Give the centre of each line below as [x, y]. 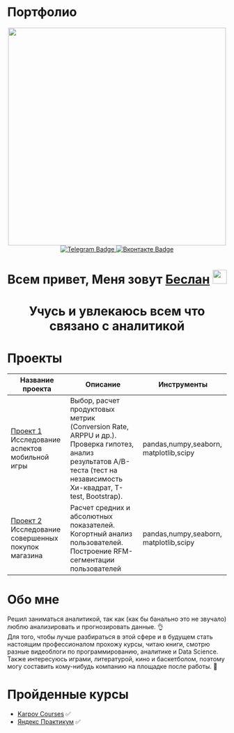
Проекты [35, 358]
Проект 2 [26, 521]
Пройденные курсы [68, 695]
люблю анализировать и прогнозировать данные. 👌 [85, 627]
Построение [91, 551]
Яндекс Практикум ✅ [49, 722]
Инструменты [183, 385]
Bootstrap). [104, 497]
